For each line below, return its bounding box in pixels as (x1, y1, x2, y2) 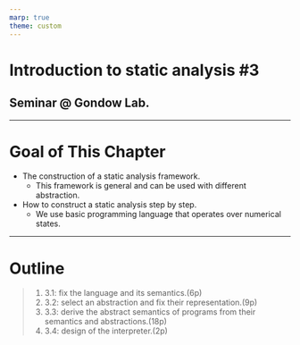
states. (35, 218, 61, 229)
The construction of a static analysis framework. (21, 171, 201, 181)
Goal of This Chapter (9, 141, 167, 162)
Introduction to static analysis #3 (9, 60, 260, 80)
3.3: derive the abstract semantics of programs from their (44, 307, 256, 317)
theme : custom (9, 21, 62, 30)
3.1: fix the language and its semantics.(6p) (44, 288, 203, 299)
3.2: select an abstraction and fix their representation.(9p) (44, 297, 258, 308)
